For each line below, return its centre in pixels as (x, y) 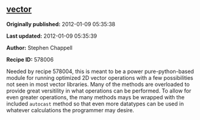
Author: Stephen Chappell (40, 48)
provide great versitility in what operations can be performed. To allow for (99, 91)
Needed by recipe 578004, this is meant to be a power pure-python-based (100, 71)
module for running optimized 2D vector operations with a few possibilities (100, 77)
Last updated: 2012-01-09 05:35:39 (52, 36)
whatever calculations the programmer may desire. (70, 110)
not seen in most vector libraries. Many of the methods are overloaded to (98, 84)
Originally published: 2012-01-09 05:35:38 (61, 24)
